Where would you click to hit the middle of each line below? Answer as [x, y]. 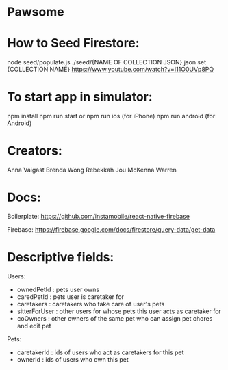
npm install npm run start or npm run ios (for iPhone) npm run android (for [111, 116]
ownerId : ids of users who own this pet [73, 359]
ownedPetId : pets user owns [58, 289]
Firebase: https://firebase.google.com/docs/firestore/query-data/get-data [111, 229]
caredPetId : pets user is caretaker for [71, 296]
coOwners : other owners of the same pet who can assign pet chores [115, 318]
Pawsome [36, 12]
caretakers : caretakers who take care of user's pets [91, 304]
